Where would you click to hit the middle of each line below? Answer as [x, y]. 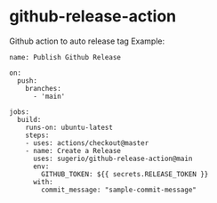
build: [29, 119]
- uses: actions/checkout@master [87, 143]
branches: [44, 88]
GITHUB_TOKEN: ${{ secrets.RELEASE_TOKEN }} [125, 174]
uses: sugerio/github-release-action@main [113, 158]
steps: [37, 135]
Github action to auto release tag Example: [87, 41]
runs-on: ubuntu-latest [69, 127]
